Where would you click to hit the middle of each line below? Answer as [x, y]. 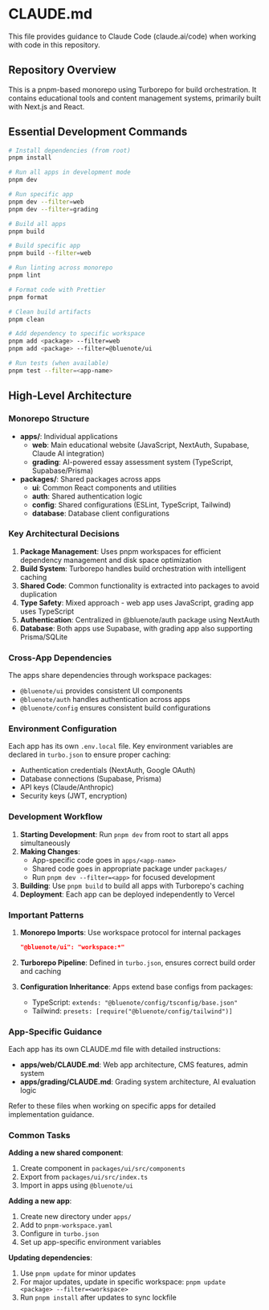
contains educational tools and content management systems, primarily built [134, 98]
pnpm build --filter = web [50, 253]
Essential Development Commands [98, 132]
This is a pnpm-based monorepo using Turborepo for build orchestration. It [132, 89]
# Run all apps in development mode [69, 172]
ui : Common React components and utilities [104, 487]
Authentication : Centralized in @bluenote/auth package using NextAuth [139, 619]
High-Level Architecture [70, 396]
